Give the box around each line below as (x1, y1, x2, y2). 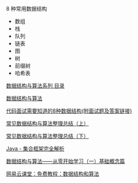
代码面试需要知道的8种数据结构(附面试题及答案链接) (6, 107, 132, 114)
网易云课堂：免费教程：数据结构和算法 (6, 171, 99, 177)
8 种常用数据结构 (6, 5, 47, 12)
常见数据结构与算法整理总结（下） (6, 133, 89, 139)
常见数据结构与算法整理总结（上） (6, 120, 89, 127)
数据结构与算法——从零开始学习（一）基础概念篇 (6, 158, 125, 165)
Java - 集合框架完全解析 (6, 145, 65, 152)
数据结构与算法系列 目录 (6, 82, 65, 89)
